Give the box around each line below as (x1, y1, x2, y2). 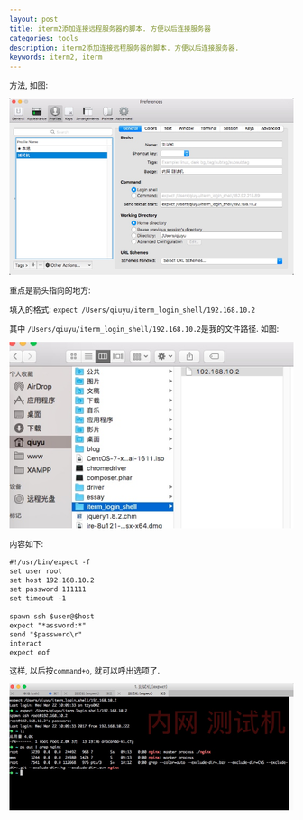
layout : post (9, 14, 59, 24)
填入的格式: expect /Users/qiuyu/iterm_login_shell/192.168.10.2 (9, 304, 255, 315)
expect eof (9, 647, 50, 657)
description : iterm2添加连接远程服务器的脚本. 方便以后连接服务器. (9, 43, 240, 52)
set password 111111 (9, 584, 87, 594)
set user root (9, 566, 63, 576)
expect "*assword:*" (9, 620, 87, 630)
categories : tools (9, 33, 78, 42)
